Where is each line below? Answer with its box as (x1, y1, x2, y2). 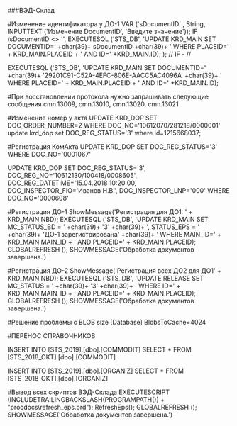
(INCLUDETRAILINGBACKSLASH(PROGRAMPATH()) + (7, 396, 165, 403)
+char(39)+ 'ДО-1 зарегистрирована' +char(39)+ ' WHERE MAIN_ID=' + (7, 230, 222, 238)
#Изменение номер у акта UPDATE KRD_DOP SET (7, 113, 158, 122)
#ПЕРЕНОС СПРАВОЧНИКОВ (7, 332, 96, 340)
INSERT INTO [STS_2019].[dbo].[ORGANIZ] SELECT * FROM (7, 366, 184, 375)
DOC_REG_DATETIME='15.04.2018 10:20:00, (7, 179, 137, 187)
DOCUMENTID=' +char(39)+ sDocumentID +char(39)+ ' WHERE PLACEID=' (7, 43, 229, 50)
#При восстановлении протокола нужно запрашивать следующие (7, 92, 209, 101)
